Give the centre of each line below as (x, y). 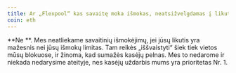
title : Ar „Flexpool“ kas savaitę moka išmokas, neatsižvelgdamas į (110, 14)
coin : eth (22, 20)
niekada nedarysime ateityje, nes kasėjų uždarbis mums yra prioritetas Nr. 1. (118, 62)
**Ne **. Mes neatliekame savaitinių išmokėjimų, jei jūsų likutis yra (104, 40)
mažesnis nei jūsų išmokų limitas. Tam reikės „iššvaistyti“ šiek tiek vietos (112, 47)
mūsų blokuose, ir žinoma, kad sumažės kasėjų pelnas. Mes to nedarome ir (116, 55)
